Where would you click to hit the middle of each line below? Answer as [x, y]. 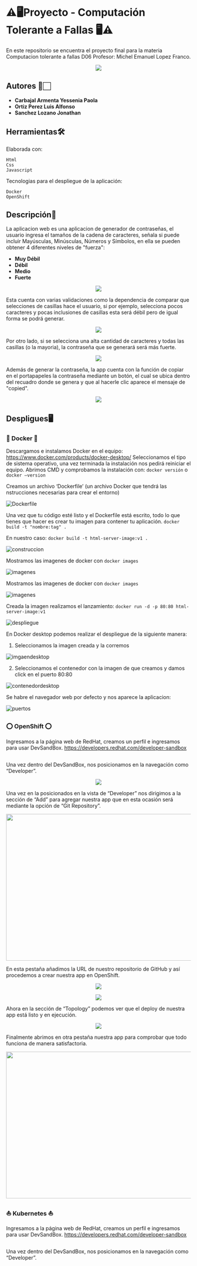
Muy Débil [27, 259]
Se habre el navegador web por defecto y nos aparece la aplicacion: [89, 697]
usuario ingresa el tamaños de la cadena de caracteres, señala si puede [93, 235]
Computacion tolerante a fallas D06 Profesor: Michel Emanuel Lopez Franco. [98, 56]
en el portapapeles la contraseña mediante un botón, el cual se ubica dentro [98, 376]
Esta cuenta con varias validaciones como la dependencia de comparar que [98, 300]
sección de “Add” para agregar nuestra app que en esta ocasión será [90, 799]
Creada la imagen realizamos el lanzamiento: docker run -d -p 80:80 [90, 606]
